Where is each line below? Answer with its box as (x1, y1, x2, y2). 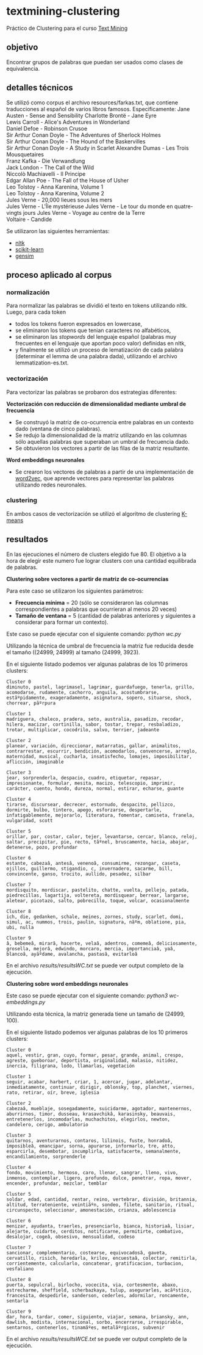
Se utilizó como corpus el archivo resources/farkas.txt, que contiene (6, 99, 179, 106)
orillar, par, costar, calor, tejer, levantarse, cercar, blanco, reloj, (6, 833, 198, 840)
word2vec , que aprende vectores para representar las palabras (15, 474, 174, 482)
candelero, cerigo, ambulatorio (6, 1121, 88, 1127)
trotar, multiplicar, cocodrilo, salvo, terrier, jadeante (6, 726, 160, 733)
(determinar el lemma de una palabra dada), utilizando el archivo (15, 353, 178, 360)
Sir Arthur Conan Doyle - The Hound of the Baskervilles (6, 137, 146, 145)
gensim (15, 252, 34, 259)
